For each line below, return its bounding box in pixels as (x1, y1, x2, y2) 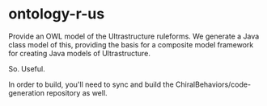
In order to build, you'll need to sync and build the (8, 79, 174, 89)
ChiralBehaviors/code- (175, 79, 252, 89)
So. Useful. (8, 63, 46, 73)
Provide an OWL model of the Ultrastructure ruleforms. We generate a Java (8, 31, 260, 41)
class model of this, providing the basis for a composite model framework (8, 39, 254, 49)
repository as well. (45, 88, 108, 97)
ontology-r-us (8, 5, 105, 23)
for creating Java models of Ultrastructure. (8, 48, 151, 58)
